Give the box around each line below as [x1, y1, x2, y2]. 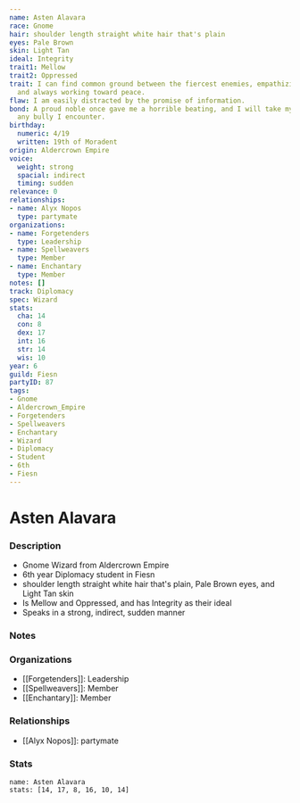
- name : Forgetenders [9, 228, 90, 237]
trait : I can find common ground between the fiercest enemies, [9, 79, 254, 88]
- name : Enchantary [9, 262, 82, 271]
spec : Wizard [9, 295, 58, 304]
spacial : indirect [17, 170, 87, 179]
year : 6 [9, 361, 38, 370]
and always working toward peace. [17, 87, 146, 96]
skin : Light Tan [9, 46, 70, 55]
